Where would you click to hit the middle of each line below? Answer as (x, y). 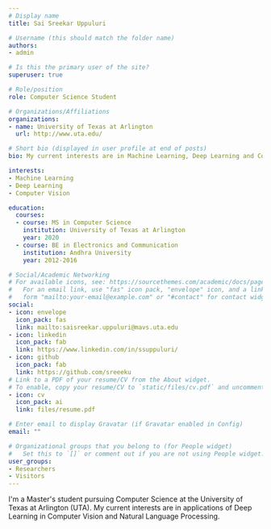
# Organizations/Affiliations (59, 111)
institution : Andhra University (77, 252)
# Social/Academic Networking (59, 275)
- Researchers (32, 469)
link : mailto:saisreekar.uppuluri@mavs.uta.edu (97, 327)
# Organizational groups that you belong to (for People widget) (120, 446)
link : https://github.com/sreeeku (73, 372)
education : (27, 208)
